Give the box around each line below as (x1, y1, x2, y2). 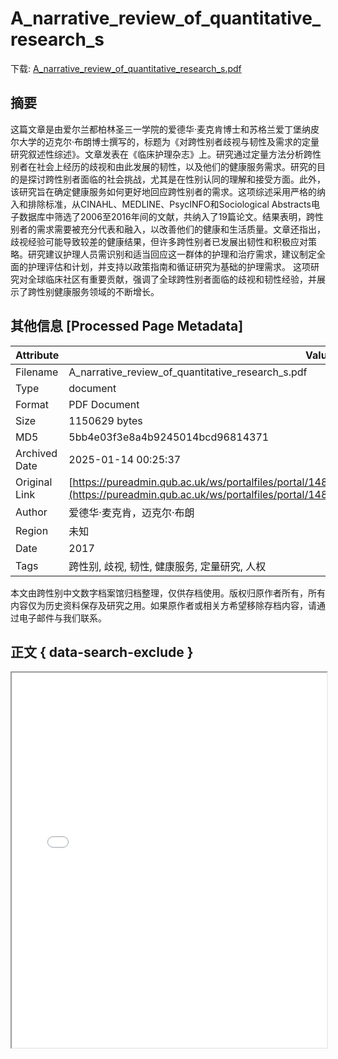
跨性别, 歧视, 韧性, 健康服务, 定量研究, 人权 (68, 559, 267, 573)
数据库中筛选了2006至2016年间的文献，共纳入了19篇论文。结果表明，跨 (18, 210, 316, 222)
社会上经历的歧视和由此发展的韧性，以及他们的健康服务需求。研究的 (36, 160, 317, 172)
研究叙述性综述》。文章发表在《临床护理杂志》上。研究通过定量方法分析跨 (10, 148, 313, 160)
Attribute (15, 348, 60, 362)
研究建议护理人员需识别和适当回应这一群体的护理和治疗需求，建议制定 (27, 248, 317, 260)
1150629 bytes (68, 413, 143, 427)
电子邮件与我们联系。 (18, 612, 107, 624)
